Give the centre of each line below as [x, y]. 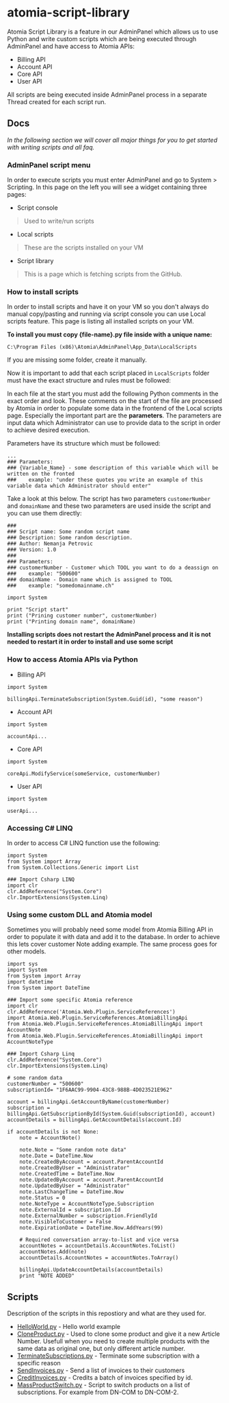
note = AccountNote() [50, 1138]
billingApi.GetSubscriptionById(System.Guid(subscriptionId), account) [111, 1114]
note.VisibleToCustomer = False [65, 1222]
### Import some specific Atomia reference [70, 1000]
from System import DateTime [49, 988]
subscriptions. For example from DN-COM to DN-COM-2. [98, 1392]
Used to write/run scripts [59, 221]
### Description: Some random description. [70, 538]
